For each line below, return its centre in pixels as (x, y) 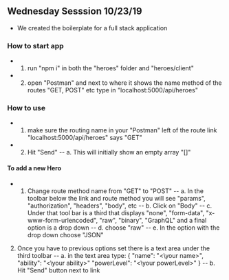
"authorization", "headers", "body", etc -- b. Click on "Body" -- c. (119, 206)
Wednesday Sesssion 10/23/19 (75, 11)
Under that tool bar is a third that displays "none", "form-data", (116, 212)
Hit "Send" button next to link (58, 270)
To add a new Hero (34, 168)
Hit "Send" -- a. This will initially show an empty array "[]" (109, 152)
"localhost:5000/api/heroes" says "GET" (85, 138)
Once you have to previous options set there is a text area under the (113, 248)
